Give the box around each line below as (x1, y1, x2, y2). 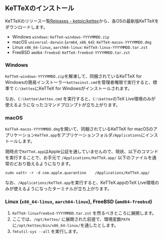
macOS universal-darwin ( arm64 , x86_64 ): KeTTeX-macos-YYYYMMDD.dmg (12, 39, 152, 45)
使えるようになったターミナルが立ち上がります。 (13, 186, 112, 192)
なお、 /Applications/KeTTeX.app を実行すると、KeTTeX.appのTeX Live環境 (5, 179, 155, 186)
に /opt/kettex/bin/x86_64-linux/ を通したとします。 (12, 222, 119, 228)
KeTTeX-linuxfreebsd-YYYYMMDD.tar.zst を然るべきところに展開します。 (12, 210, 157, 216)
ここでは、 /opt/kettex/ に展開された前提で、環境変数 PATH (12, 216, 130, 222)
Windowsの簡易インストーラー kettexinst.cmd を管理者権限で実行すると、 (5, 80, 153, 85)
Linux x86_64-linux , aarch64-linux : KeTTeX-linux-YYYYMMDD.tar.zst (12, 44, 148, 50)
